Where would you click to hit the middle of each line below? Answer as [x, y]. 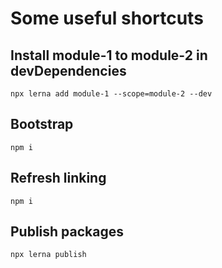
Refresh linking [58, 178]
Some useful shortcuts [107, 18]
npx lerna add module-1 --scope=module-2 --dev [111, 94]
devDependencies [68, 70]
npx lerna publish [48, 255]
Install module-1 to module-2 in [109, 55]
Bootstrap [42, 124]
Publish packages [67, 232]
